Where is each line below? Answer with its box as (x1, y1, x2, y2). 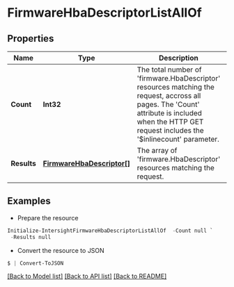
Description (159, 54, 198, 63)
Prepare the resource (17, 213, 79, 222)
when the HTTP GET (136, 117, 204, 126)
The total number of (136, 65, 202, 74)
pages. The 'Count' (136, 99, 200, 109)
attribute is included (136, 108, 202, 117)
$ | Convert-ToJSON (7, 259, 64, 267)
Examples (7, 195, 51, 207)
